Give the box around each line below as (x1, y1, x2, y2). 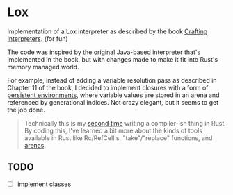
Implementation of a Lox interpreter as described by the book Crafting (7, 27, 208, 35)
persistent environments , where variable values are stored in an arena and (7, 91, 220, 99)
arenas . (24, 141, 47, 149)
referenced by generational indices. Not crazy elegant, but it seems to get (7, 98, 219, 106)
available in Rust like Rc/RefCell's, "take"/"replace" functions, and (24, 133, 213, 142)
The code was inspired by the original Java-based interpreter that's (7, 48, 201, 56)
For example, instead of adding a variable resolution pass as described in (7, 76, 217, 84)
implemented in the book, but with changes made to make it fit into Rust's (7, 55, 218, 63)
